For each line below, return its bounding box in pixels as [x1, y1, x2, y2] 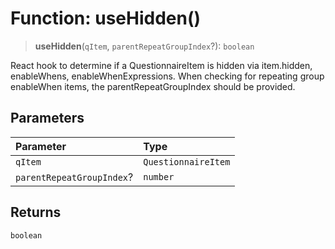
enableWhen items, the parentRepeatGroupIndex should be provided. [10, 80, 296, 92]
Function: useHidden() [10, 7, 202, 30]
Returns [10, 204, 62, 221]
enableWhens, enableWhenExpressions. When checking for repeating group [10, 70, 325, 82]
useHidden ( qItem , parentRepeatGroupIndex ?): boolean [34, 40, 255, 52]
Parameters [10, 110, 85, 127]
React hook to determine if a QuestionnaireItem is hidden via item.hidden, [10, 59, 313, 71]
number [143, 171, 175, 182]
